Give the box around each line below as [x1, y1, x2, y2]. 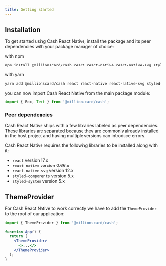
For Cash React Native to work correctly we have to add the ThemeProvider [5, 205, 157, 212]
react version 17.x [12, 157, 48, 163]
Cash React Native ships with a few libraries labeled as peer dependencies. [5, 123, 159, 129]
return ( [9, 233, 28, 239]
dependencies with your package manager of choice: [5, 44, 114, 50]
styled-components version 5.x [12, 173, 74, 179]
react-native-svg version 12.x [12, 168, 74, 174]
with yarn [5, 72, 25, 78]
